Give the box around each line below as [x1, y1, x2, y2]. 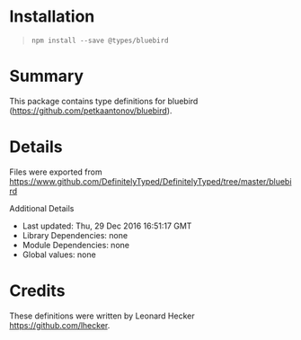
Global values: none [22, 249, 96, 260]
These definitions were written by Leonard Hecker [9, 310, 195, 321]
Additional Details [9, 202, 75, 213]
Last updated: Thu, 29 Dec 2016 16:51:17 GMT [22, 220, 192, 231]
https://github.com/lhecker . [9, 319, 111, 330]
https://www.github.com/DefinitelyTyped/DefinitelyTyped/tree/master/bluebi [9, 175, 292, 186]
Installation [9, 6, 95, 27]
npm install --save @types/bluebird [31, 36, 169, 45]
